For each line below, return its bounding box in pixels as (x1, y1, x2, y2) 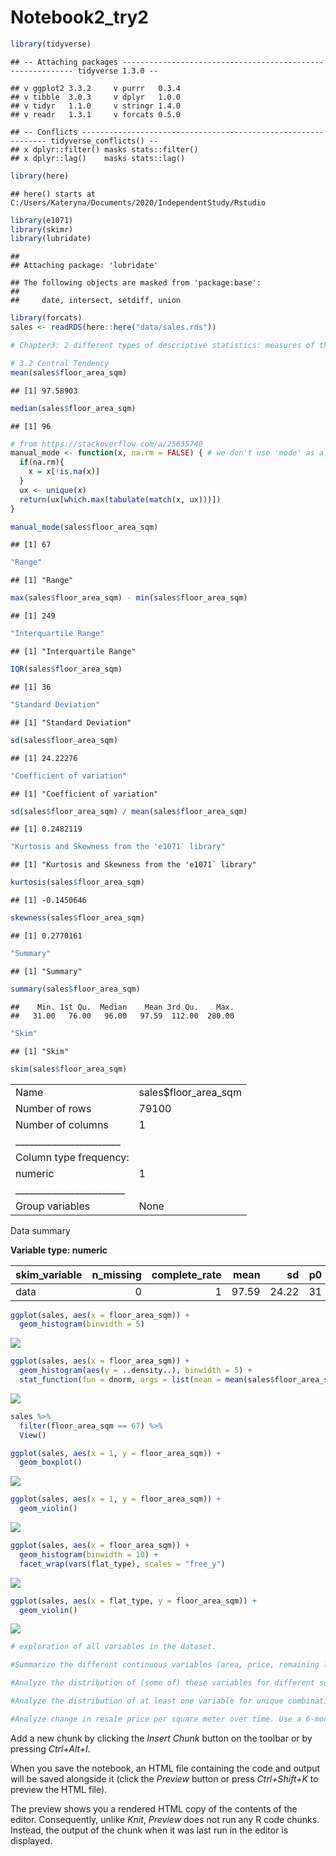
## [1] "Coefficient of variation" (10, 789, 159, 799)
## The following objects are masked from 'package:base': (10, 278, 262, 288)
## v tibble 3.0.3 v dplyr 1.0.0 (10, 92, 182, 102)
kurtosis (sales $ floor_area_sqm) (10, 877, 145, 888)
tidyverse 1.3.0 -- (77, 66, 159, 76)
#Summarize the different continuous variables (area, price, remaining (10, 1660, 320, 1670)
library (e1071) (10, 215, 74, 225)
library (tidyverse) (10, 39, 92, 49)
